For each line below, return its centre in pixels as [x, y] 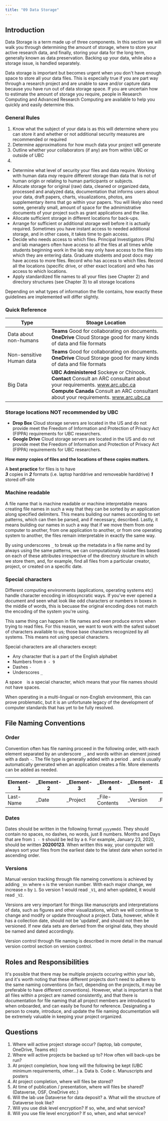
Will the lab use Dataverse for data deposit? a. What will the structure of [86, 1097]
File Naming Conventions [45, 723]
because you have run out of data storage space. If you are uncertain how [82, 89]
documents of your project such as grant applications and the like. [80, 212]
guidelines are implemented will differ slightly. [52, 297]
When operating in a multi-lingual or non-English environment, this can [78, 697]
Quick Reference [26, 309]
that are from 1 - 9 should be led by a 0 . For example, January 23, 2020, [80, 839]
